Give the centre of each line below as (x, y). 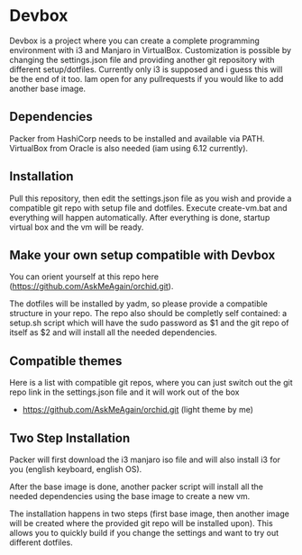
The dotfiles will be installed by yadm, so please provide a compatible (139, 304)
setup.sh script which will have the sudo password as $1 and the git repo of (150, 323)
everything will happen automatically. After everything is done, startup (140, 217)
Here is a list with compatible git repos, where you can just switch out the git (151, 383)
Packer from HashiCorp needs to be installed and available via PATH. (137, 138)
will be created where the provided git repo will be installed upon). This (141, 523)
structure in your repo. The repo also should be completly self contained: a (148, 314)
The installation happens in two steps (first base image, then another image (150, 514)
